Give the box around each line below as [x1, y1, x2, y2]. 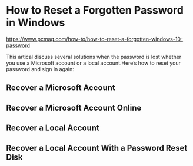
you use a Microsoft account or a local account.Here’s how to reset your [6, 59, 181, 67]
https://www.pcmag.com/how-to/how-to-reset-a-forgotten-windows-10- [6, 35, 184, 42]
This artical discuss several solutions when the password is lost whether [6, 53, 182, 60]
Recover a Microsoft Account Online [6, 102, 142, 112]
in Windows [6, 16, 65, 29]
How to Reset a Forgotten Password [6, 4, 184, 17]
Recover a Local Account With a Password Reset [6, 142, 188, 153]
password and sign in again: [6, 65, 75, 72]
